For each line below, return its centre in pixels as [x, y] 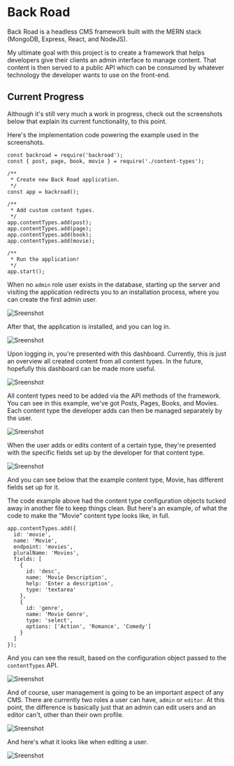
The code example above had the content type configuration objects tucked [117, 501]
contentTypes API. [33, 665]
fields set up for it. [34, 487]
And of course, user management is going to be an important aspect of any [116, 692]
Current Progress [46, 97]
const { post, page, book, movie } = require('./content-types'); [106, 161]
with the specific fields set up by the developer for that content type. [106, 452]
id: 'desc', [43, 571]
